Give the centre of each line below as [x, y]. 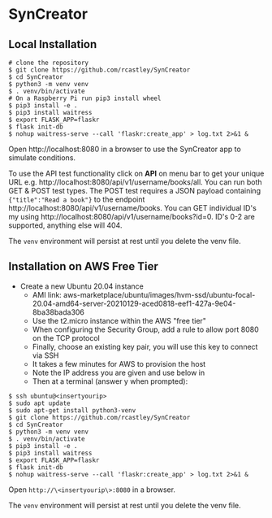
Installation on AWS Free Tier [83, 266]
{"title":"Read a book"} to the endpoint [77, 199]
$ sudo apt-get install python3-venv [72, 410]
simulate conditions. [42, 158]
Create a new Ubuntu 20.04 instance [82, 286]
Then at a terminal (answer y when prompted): [110, 381]
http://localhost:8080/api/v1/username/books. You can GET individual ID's [133, 208]
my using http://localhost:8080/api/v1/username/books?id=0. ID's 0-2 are [132, 217]
